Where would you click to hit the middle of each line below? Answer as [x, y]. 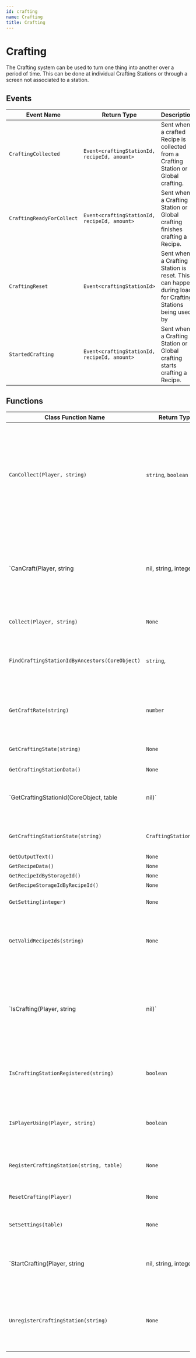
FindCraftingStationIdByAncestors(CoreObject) [75, 660]
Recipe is [173, 139]
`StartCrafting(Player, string [47, 1263]
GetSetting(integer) [37, 902]
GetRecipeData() [32, 866]
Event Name [43, 115]
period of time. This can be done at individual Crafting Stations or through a [97, 74]
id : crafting [22, 11]
